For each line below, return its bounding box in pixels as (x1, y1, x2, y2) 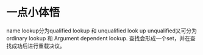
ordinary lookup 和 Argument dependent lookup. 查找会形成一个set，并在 (6, 34, 191, 42)
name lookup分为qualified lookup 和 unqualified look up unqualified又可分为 (6, 27, 197, 34)
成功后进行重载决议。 (11, 42, 65, 50)
